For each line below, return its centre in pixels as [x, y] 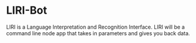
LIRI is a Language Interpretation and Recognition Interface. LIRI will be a [96, 27]
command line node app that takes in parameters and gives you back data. [98, 33]
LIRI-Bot [27, 10]
